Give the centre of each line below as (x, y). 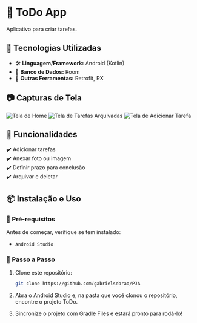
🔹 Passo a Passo (31, 259)
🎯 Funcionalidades (42, 135)
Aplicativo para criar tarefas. (42, 29)
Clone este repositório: (44, 273)
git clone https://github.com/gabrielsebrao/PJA (78, 284)
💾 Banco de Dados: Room (47, 71)
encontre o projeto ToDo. (46, 302)
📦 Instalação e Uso (44, 199)
